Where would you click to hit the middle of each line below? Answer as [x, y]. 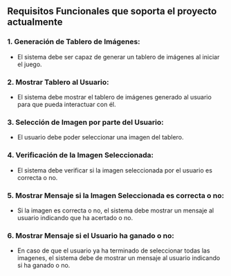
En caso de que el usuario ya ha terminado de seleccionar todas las [113, 250]
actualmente [35, 22]
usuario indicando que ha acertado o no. [75, 217]
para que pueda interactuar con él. [66, 104]
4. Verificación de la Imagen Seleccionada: [81, 155]
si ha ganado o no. [44, 266]
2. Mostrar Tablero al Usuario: [58, 82]
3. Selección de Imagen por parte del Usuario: [85, 122]
